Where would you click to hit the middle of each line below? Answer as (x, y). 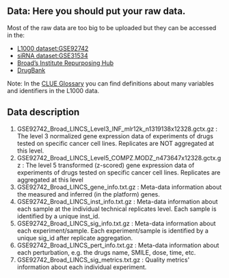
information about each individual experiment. (82, 267)
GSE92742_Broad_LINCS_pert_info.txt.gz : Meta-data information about (118, 245)
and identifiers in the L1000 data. (53, 90)
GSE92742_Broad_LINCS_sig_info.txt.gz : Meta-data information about (117, 223)
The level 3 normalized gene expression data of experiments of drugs (115, 136)
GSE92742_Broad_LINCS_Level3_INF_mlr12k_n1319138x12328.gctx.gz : (117, 129)
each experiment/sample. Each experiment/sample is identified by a (112, 230)
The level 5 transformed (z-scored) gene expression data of (110, 165)
